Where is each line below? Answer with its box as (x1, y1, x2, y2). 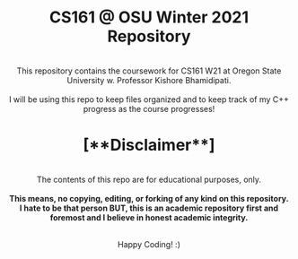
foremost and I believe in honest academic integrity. (49, 212, 249, 222)
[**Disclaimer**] (83, 135, 215, 155)
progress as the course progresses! (83, 103, 215, 114)
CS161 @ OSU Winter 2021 (48, 7, 250, 28)
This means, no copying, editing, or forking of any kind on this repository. (9, 193, 289, 203)
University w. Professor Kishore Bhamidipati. (66, 74, 232, 85)
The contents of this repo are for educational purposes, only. (37, 174, 261, 185)
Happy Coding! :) (118, 238, 180, 249)
